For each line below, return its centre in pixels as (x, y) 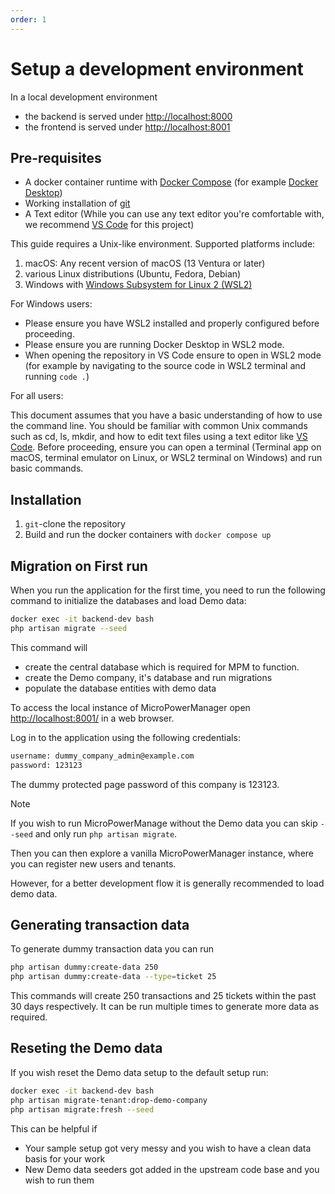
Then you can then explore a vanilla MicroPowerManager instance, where (162, 853)
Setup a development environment (157, 68)
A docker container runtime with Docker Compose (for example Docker (171, 182)
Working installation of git (77, 203)
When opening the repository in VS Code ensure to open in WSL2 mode (173, 355)
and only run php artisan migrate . (106, 833)
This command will (49, 647)
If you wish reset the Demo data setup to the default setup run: (139, 1072)
